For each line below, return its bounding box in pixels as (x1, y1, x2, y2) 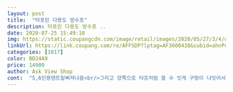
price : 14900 (7, 62, 45, 68)
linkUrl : (7, 42, 33, 49)
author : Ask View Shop (7, 68, 73, 75)
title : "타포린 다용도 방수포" (7, 17, 88, 24)
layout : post (7, 10, 45, 17)
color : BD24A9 (7, 55, 49, 62)
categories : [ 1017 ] (7, 49, 64, 56)
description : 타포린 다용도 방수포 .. (7, 23, 106, 30)
